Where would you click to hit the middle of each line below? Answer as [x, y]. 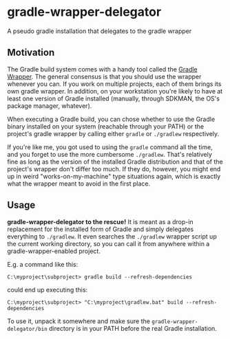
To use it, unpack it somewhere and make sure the [79, 321]
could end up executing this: [48, 289]
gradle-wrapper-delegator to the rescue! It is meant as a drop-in [101, 221]
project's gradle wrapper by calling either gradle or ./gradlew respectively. [113, 133]
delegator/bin [28, 329]
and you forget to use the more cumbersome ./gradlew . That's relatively [109, 154]
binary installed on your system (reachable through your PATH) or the [106, 126]
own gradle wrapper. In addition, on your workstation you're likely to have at [115, 91]
